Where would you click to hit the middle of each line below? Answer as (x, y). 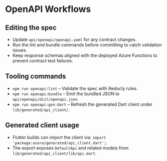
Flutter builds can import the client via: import (59, 137)
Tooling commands (36, 77)
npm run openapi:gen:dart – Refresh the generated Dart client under (83, 104)
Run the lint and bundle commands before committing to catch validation (87, 45)
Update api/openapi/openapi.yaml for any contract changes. (75, 39)
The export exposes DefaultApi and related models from (70, 148)
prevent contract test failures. (43, 61)
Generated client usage (42, 125)
